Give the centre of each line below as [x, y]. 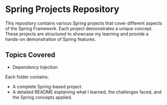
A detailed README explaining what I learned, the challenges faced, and [87, 92]
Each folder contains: [27, 77]
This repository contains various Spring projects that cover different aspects [84, 23]
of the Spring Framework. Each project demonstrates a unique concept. [79, 28]
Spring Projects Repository [62, 9]
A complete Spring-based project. [47, 86]
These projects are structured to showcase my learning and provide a [77, 34]
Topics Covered [30, 55]
